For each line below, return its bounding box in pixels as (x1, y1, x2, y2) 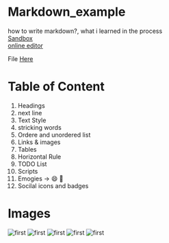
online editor (8, 41, 44, 49)
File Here (8, 54, 34, 62)
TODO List (17, 159, 47, 168)
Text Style (17, 116, 47, 124)
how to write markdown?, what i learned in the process (8, 27, 163, 35)
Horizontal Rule (17, 152, 62, 161)
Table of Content (8, 79, 105, 95)
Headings (17, 101, 45, 110)
